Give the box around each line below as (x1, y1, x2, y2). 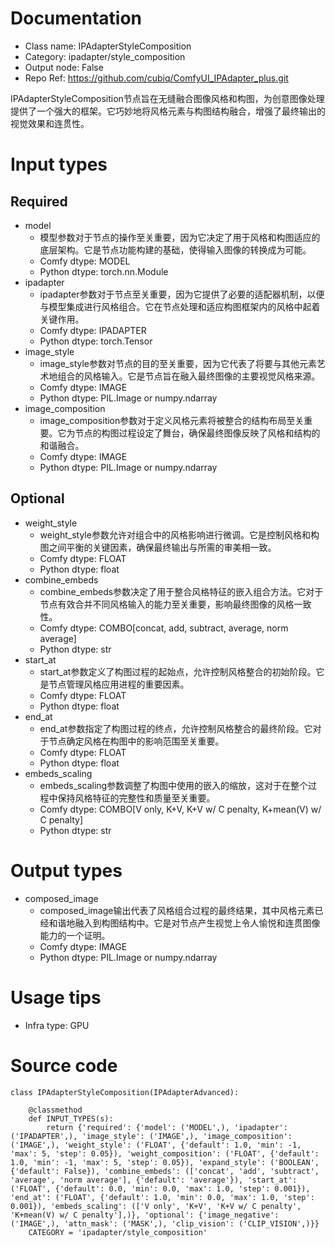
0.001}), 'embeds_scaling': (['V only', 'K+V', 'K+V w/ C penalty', (10, 1201, 302, 1211)
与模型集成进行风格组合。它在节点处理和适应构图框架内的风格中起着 (39, 300, 321, 312)
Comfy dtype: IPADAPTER (39, 324, 147, 336)
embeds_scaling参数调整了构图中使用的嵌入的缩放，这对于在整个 (39, 779, 309, 791)
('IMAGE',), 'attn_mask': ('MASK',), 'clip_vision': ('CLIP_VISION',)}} (10, 1218, 320, 1229)
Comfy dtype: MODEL (39, 255, 131, 267)
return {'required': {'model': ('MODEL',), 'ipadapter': (46, 1122, 288, 1132)
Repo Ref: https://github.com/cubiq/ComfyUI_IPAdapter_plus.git (24, 72, 289, 84)
